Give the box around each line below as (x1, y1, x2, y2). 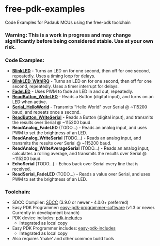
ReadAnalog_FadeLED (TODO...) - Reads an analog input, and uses (12, 125, 147, 131)
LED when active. (12, 99, 47, 105)
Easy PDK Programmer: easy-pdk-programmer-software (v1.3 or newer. (12, 205, 156, 211)
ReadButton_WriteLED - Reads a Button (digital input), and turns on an (12, 94, 154, 100)
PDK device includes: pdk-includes (12, 215, 82, 221)
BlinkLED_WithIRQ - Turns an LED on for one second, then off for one (12, 78, 152, 84)
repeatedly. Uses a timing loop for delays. (12, 73, 96, 79)
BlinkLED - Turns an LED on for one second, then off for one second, (12, 68, 150, 74)
